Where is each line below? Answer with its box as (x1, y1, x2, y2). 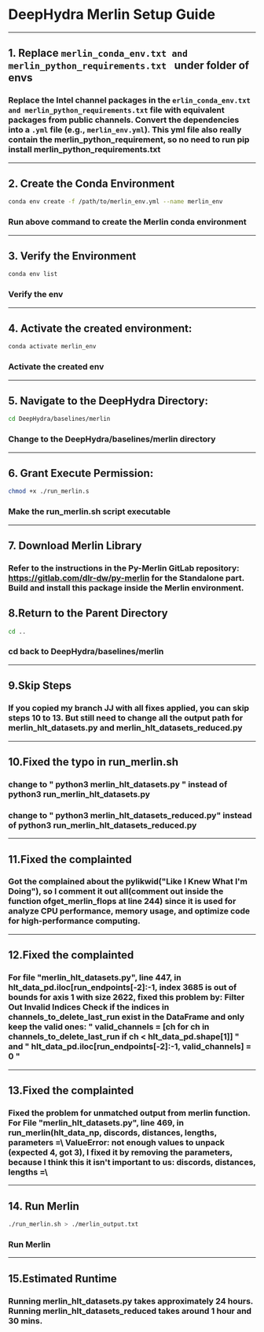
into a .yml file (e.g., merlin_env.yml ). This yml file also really (8, 125, 242, 136)
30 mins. (8, 1315, 43, 1326)
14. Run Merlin (8, 1200, 80, 1213)
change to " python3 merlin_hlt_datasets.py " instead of (8, 779, 228, 790)
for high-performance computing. (8, 916, 141, 927)
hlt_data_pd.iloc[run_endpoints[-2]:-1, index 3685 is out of (8, 982, 237, 993)
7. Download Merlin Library (8, 538, 142, 553)
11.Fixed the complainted (8, 853, 132, 866)
